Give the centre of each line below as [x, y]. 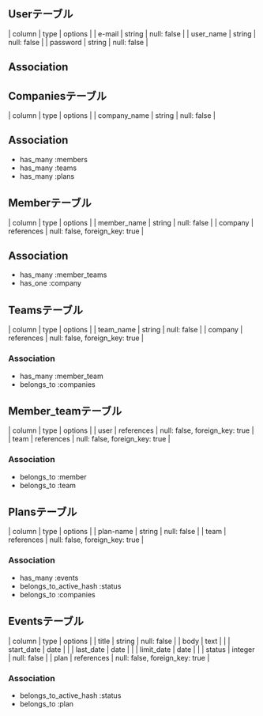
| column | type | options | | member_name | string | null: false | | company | [131, 222]
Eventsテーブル [46, 621]
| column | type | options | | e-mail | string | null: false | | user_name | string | [132, 33]
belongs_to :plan [46, 703]
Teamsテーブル [45, 310]
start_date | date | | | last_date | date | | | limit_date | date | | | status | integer [131, 649]
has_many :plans [47, 176]
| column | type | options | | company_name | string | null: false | [112, 116]
